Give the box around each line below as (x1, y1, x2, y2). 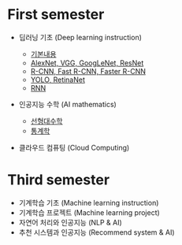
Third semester (7, 171, 110, 189)
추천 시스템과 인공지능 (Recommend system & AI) (18, 227, 175, 237)
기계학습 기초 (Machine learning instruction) (18, 198, 159, 207)
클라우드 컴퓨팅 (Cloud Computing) (18, 143, 130, 152)
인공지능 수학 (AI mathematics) (18, 99, 117, 109)
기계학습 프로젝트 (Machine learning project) (18, 207, 161, 217)
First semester (7, 6, 105, 24)
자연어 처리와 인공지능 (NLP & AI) (18, 217, 123, 227)
